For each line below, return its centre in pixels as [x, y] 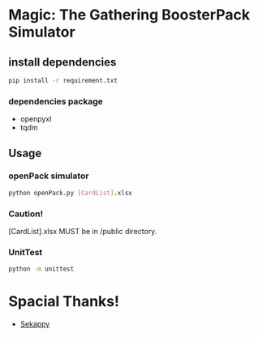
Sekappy [35, 324]
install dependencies [62, 62]
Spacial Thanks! [64, 302]
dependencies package [56, 101]
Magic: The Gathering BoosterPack [129, 15]
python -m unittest [41, 269]
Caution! [26, 214]
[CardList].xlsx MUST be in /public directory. [83, 232]
